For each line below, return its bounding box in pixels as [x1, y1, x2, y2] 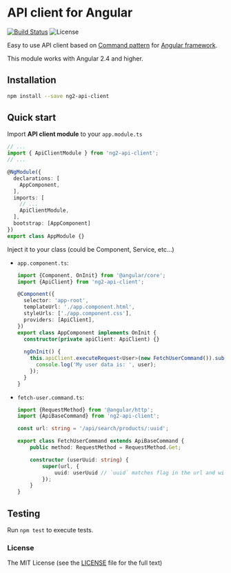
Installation [7, 74, 57, 86]
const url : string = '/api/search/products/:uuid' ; [17, 425, 169, 432]
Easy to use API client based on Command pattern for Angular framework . [7, 41, 218, 49]
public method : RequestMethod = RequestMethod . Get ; [30, 444, 181, 451]
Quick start [7, 112, 57, 123]
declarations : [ [13, 174, 60, 182]
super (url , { [42, 463, 80, 470]
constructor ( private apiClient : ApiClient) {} [23, 336, 160, 343]
